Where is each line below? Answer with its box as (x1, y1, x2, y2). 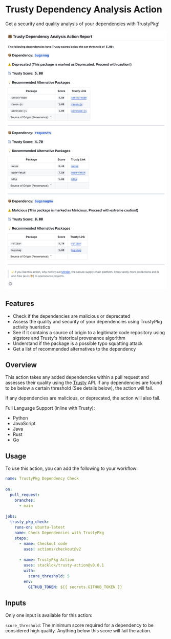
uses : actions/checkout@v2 (24, 546, 81, 552)
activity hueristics (12, 324, 50, 330)
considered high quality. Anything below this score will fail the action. (5, 628, 152, 634)
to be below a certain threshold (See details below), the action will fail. (5, 385, 154, 391)
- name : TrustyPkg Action (18, 557, 74, 562)
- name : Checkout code (18, 541, 68, 546)
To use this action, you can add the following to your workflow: (5, 465, 138, 471)
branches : (14, 498, 36, 503)
